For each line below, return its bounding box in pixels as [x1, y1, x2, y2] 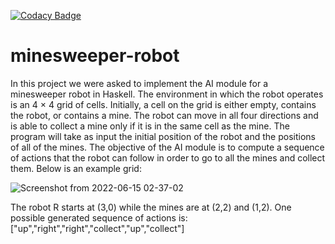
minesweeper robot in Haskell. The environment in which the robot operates [10, 88, 324, 100]
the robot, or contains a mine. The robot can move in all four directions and [10, 109, 319, 121]
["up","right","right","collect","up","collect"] [10, 222, 185, 234]
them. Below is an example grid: [10, 162, 142, 174]
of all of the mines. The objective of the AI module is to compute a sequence [10, 141, 325, 153]
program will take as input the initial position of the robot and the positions [10, 130, 316, 142]
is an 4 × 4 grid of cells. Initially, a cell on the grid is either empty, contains [10, 98, 317, 110]
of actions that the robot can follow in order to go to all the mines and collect [10, 151, 326, 164]
